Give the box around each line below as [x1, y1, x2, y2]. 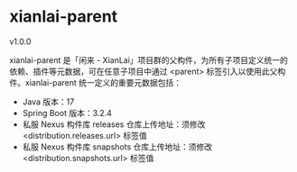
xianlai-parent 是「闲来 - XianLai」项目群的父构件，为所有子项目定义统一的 [9, 54, 289, 65]
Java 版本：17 [22, 96, 75, 107]
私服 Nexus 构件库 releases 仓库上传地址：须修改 [22, 119, 206, 130]
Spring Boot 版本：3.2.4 [22, 107, 113, 118]
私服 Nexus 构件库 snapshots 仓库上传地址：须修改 [22, 141, 213, 152]
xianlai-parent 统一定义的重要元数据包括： [24, 77, 182, 87]
